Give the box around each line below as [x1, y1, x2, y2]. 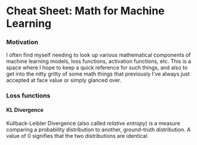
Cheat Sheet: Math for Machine [6, 4, 165, 18]
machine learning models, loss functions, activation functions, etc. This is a [6, 58, 192, 65]
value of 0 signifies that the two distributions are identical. [6, 132, 149, 139]
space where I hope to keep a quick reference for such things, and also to [6, 64, 188, 71]
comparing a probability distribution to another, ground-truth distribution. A [6, 126, 191, 133]
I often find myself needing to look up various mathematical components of [6, 52, 191, 59]
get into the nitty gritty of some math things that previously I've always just [6, 70, 190, 78]
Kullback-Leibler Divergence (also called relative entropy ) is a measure [6, 119, 180, 127]
